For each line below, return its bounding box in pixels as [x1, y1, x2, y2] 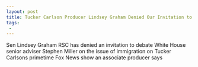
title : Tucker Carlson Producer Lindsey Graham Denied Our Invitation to [6, 14, 193, 20]
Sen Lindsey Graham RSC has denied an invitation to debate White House [6, 42, 186, 49]
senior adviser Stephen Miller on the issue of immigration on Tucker [6, 48, 172, 55]
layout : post [6, 8, 39, 15]
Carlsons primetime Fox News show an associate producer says [6, 54, 163, 61]
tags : [6, 20, 20, 25]
